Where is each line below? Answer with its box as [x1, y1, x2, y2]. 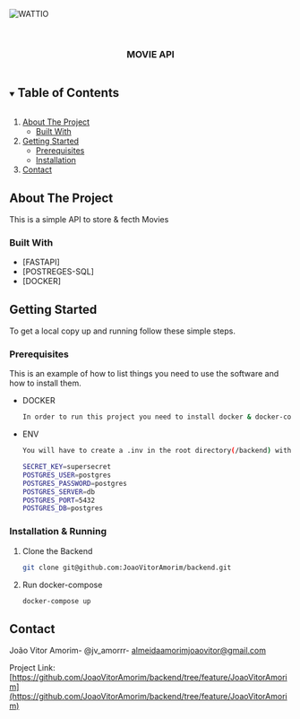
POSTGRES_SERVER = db [21, 487, 96, 497]
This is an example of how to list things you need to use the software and [9, 368, 279, 379]
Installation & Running [9, 525, 107, 538]
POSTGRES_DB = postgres [21, 504, 103, 513]
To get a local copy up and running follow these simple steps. [9, 325, 236, 336]
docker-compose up [21, 596, 91, 605]
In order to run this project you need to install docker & [21, 412, 252, 421]
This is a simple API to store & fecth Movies [9, 213, 169, 224]
